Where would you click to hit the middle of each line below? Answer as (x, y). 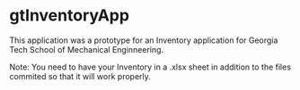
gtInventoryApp (70, 16)
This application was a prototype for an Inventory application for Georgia (144, 40)
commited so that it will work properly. (80, 76)
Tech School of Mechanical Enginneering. (87, 49)
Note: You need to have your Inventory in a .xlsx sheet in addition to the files (150, 67)
